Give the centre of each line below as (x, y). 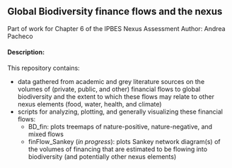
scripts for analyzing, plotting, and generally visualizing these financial (120, 112)
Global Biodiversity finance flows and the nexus (115, 12)
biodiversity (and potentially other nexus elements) (102, 157)
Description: (26, 52)
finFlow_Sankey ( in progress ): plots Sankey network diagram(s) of (124, 142)
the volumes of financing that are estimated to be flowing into (117, 149)
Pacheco (20, 36)
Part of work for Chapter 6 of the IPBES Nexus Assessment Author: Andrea (116, 28)
